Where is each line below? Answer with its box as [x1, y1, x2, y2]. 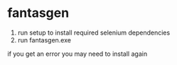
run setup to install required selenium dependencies [17, 28, 171, 37]
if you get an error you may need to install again [7, 49, 148, 58]
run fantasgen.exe [17, 35, 71, 44]
